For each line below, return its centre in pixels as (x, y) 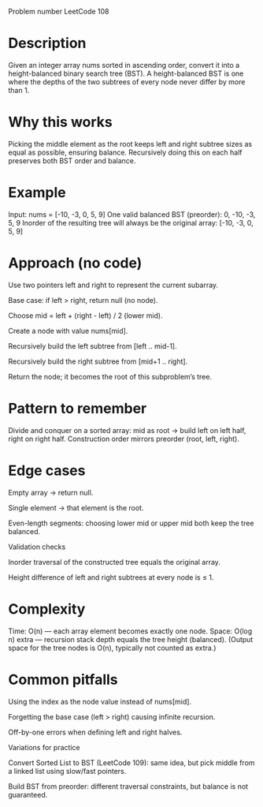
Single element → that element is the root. (76, 507)
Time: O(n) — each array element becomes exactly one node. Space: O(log (130, 631)
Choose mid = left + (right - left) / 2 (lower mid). (85, 316)
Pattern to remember (78, 408)
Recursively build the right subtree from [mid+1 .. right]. (98, 361)
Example (37, 193)
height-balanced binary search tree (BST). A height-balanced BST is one (126, 73)
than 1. (19, 90)
